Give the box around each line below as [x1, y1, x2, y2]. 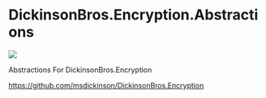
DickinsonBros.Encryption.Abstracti [8, 6, 259, 24]
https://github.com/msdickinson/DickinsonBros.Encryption [8, 80, 204, 90]
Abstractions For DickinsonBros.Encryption [8, 65, 152, 75]
